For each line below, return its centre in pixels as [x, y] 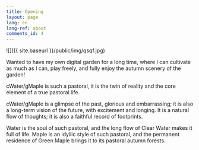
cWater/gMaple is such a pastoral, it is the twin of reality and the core [91, 86]
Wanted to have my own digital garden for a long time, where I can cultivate [99, 62]
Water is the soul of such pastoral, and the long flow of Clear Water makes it [99, 128]
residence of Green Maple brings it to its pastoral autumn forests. [86, 141]
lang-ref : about [26, 28]
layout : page [22, 17]
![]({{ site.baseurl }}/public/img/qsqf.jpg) [56, 50]
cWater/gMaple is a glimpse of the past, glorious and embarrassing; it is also [100, 104]
